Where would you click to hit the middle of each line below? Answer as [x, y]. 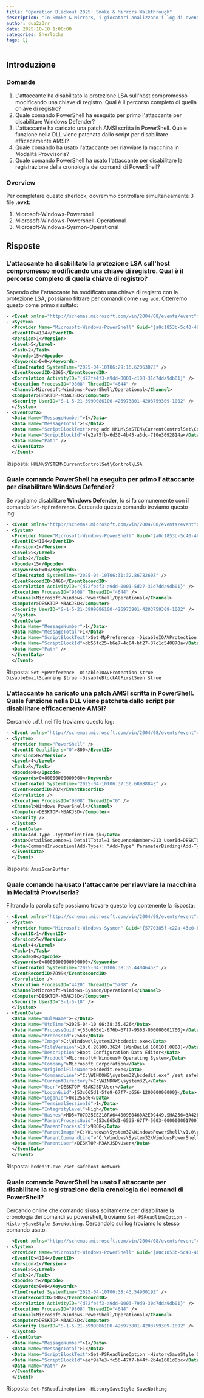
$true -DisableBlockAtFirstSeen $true [113, 678]
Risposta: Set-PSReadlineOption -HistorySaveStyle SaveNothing [87, 1389]
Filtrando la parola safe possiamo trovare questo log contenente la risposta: [101, 906]
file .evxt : [18, 202]
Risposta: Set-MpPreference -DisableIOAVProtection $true [80, 672]
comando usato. [27, 1230]
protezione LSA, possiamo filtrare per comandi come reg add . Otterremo [97, 298]
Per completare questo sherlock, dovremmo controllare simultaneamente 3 [100, 196]
